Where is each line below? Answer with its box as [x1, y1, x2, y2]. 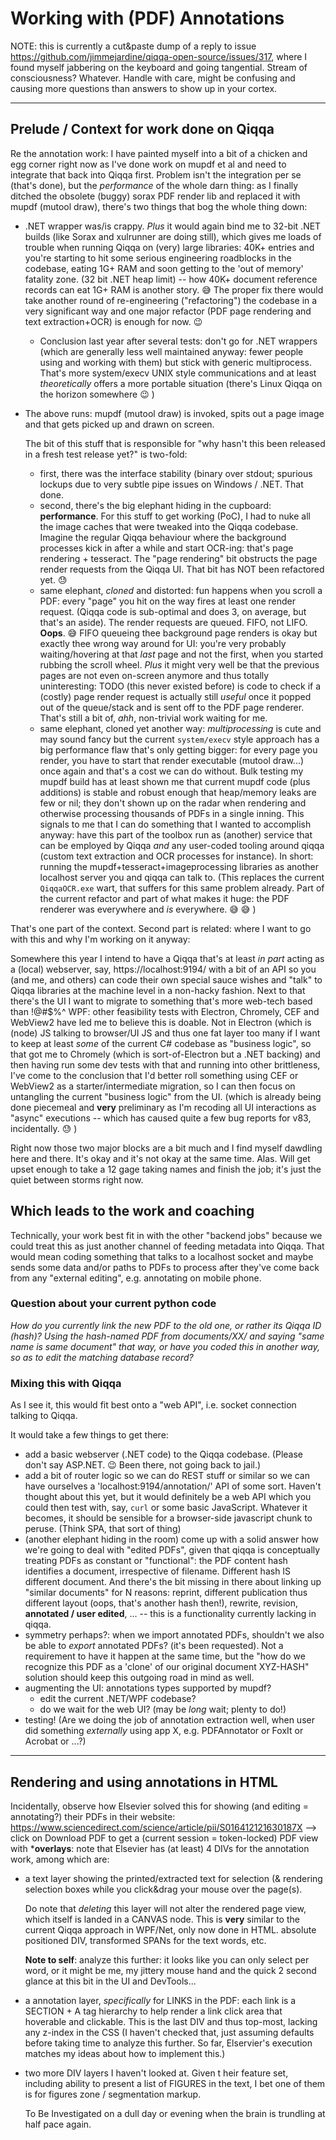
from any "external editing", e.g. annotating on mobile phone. [10, 1272, 262, 1284]
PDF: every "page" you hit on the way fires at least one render [39, 595, 296, 607]
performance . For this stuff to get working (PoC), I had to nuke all [39, 510, 311, 522]
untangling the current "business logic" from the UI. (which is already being [10, 1090, 322, 1102]
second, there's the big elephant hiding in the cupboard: [39, 499, 272, 511]
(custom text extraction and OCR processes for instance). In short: [39, 850, 314, 862]
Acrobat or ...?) [24, 1735, 87, 1747]
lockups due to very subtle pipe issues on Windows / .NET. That [39, 478, 304, 490]
